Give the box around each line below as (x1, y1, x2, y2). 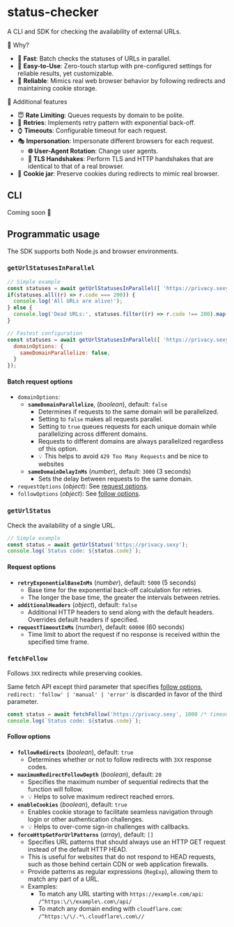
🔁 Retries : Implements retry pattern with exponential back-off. (17, 118, 196, 126)
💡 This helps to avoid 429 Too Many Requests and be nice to (38, 452, 209, 460)
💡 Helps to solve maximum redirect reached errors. (27, 792, 175, 801)
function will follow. (27, 785, 84, 793)
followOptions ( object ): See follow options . (17, 490, 141, 498)
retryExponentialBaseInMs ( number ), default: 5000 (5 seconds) (17, 578, 196, 587)
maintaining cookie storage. (17, 84, 97, 92)
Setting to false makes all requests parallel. (38, 415, 164, 423)
